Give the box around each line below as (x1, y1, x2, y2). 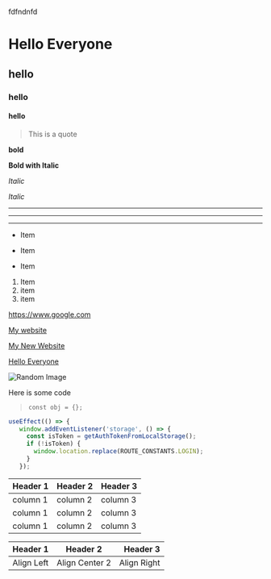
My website (8, 325, 47, 335)
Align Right (119, 556, 161, 568)
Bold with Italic (8, 160, 59, 170)
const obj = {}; (27, 403, 83, 411)
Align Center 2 (56, 556, 111, 568)
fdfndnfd (8, 7, 38, 16)
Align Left (12, 556, 49, 568)
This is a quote (27, 129, 78, 139)
